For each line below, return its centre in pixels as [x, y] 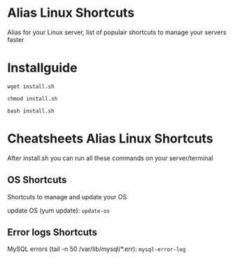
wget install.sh [31, 86]
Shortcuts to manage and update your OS [67, 196]
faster [16, 39]
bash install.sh [31, 111]
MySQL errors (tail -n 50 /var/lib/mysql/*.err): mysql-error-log [97, 249]
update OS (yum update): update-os [59, 210]
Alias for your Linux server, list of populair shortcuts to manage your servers [117, 32]
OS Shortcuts [37, 180]
